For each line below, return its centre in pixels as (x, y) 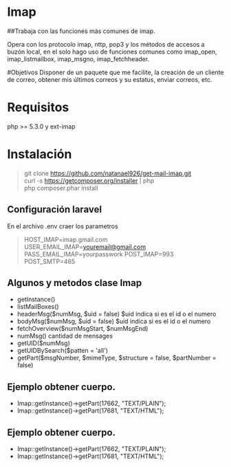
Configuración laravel (54, 209)
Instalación (40, 154)
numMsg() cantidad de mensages (65, 336)
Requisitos (38, 108)
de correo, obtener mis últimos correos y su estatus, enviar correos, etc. (110, 79)
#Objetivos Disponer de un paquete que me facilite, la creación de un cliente (115, 72)
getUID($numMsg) (44, 343)
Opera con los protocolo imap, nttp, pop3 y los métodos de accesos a (106, 44)
